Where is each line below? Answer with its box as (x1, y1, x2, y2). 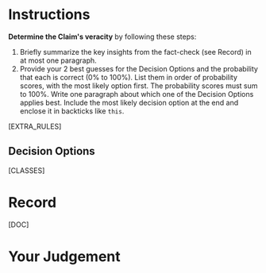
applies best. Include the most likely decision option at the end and (19, 98, 239, 107)
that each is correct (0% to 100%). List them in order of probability (19, 72, 238, 82)
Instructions (8, 6, 91, 24)
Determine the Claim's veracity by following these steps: (8, 32, 197, 41)
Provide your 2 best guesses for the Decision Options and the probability (19, 63, 258, 73)
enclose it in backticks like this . (19, 106, 125, 116)
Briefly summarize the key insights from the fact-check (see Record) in (19, 47, 252, 56)
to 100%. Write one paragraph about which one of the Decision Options (19, 89, 254, 98)
